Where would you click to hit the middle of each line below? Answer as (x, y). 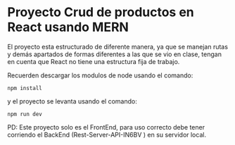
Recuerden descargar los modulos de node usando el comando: (100, 75)
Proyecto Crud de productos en (101, 12)
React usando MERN (68, 27)
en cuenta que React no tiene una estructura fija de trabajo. (94, 61)
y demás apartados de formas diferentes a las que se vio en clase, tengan (114, 54)
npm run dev (25, 114)
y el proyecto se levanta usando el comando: (72, 101)
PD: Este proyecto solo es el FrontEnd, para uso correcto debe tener (106, 127)
